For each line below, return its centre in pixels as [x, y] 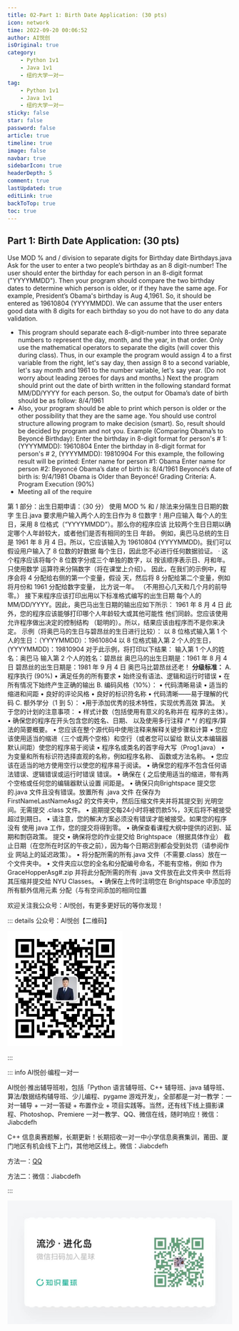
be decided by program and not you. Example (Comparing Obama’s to [121, 431]
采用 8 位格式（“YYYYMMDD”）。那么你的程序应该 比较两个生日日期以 [122, 524]
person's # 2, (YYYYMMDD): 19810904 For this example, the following [121, 454]
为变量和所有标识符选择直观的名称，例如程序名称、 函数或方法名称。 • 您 [115, 756]
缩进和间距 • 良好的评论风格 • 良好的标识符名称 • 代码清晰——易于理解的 [115, 694]
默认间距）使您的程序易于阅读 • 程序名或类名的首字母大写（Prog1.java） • [116, 748]
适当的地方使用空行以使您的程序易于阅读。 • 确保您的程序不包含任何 [120, 765]
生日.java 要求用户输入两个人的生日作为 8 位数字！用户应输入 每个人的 [118, 516]
